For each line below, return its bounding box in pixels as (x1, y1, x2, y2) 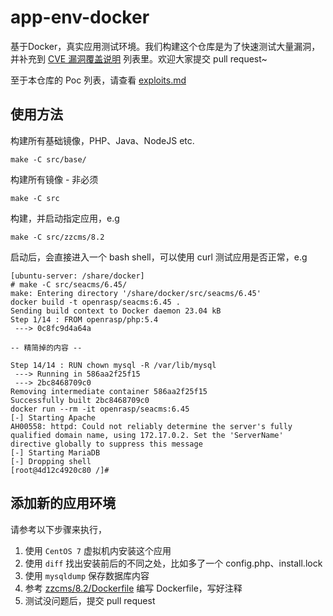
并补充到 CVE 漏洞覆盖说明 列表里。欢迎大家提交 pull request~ (10, 52, 268, 65)
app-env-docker (10, 6, 150, 29)
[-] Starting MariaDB (10, 447, 101, 458)
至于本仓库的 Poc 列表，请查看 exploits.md (10, 74, 187, 86)
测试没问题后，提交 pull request (24, 594, 156, 606)
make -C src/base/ (10, 154, 87, 165)
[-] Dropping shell (10, 456, 92, 466)
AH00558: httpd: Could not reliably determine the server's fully (10, 421, 293, 431)
